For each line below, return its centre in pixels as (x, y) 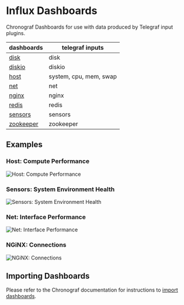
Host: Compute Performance (48, 161)
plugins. (15, 33)
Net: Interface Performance (46, 217)
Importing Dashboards (48, 276)
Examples (24, 145)
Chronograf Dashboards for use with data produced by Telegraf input (90, 27)
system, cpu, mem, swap (83, 76)
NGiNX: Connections (36, 245)
